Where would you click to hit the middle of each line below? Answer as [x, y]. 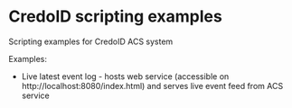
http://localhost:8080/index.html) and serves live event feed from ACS [152, 85]
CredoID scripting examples [115, 17]
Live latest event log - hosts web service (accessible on [125, 76]
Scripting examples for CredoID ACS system [91, 41]
